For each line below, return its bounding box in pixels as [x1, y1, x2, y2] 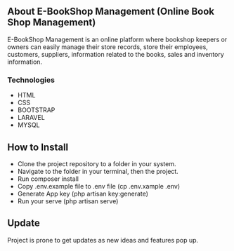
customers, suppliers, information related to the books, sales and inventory [7, 50, 225, 58]
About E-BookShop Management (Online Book [7, 6, 215, 18]
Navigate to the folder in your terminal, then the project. [17, 167, 179, 175]
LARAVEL [17, 114, 46, 122]
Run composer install [17, 175, 79, 183]
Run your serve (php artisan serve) [17, 196, 119, 205]
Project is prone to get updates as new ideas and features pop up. [7, 236, 199, 244]
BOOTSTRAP [17, 106, 56, 114]
